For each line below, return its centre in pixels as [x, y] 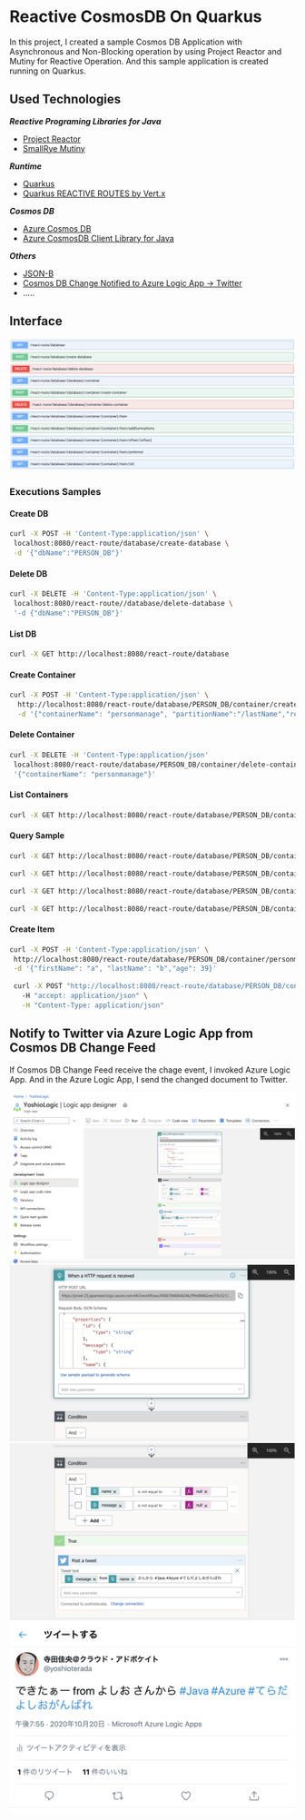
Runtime [26, 166]
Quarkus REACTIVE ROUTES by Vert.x [94, 193]
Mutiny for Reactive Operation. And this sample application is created [139, 61]
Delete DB [29, 573]
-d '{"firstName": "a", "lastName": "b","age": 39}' [115, 969]
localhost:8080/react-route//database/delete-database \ [123, 604]
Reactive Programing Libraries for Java [85, 121]
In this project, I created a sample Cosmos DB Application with [126, 42]
